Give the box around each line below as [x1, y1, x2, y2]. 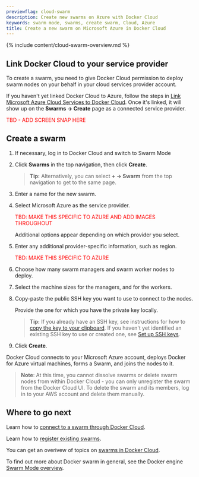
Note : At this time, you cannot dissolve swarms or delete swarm [20, 371, 178, 378]
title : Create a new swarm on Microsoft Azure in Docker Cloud [6, 25, 166, 31]
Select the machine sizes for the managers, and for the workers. [14, 283, 172, 290]
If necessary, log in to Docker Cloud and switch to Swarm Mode [14, 149, 171, 156]
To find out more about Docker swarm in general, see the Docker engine [6, 458, 183, 465]
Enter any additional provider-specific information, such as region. [14, 242, 177, 249]
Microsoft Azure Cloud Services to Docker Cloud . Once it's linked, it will [6, 99, 182, 106]
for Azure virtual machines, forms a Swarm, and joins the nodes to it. [6, 360, 174, 367]
